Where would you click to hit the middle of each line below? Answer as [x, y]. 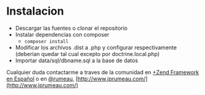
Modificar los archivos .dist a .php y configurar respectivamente [96, 47]
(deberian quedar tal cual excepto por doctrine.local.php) [88, 54]
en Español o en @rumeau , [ [42, 79]
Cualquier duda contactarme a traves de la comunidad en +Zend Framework [103, 72]
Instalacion [35, 11]
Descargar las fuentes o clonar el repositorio [71, 28]
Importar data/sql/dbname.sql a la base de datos [76, 60]
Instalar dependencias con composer [62, 34]
